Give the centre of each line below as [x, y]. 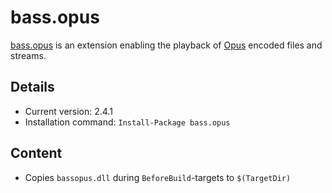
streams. [28, 55]
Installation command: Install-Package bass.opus [127, 122]
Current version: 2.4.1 [68, 111]
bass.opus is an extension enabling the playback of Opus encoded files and [166, 45]
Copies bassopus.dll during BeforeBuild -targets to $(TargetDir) [158, 177]
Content [36, 153]
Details [32, 87]
